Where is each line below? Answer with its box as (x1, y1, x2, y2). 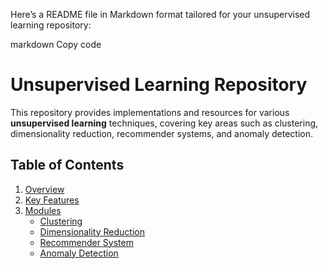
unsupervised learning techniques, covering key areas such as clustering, (10, 117, 319, 129)
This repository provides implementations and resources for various (10, 106, 290, 118)
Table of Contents (10, 157, 125, 174)
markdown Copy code (10, 39, 102, 50)
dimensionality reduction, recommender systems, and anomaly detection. (10, 127, 314, 139)
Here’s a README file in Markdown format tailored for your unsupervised (10, 9, 311, 20)
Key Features (24, 194, 80, 206)
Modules (24, 204, 62, 216)
